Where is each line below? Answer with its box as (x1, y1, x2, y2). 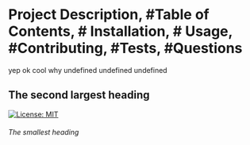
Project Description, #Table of (8, 6, 210, 24)
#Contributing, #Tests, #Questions (8, 40, 243, 57)
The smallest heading (8, 128, 79, 137)
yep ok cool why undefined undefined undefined (8, 65, 168, 74)
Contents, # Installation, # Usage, (8, 22, 233, 40)
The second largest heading (8, 89, 150, 102)
